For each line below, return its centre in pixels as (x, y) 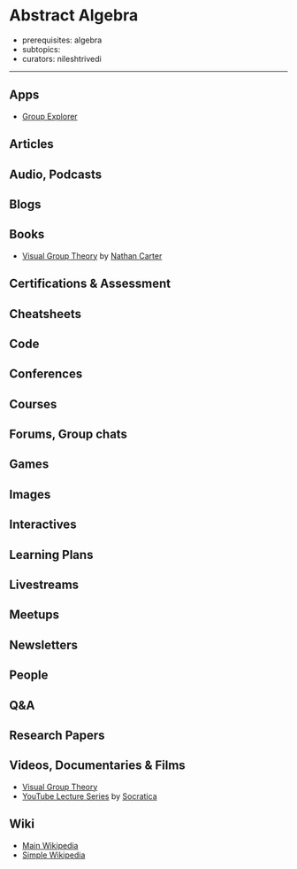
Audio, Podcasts (56, 174)
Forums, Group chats (69, 434)
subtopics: (41, 49)
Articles (32, 144)
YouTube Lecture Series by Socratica (89, 796)
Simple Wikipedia (53, 855)
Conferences (46, 374)
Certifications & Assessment (90, 284)
